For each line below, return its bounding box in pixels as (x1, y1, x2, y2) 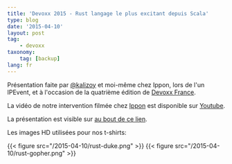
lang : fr (7, 62, 33, 69)
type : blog (7, 17, 39, 24)
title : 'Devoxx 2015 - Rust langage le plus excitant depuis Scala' (7, 10, 209, 17)
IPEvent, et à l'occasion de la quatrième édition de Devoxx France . (7, 88, 196, 96)
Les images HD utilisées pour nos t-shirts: (7, 128, 127, 136)
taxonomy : (7, 49, 36, 56)
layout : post (7, 29, 45, 37)
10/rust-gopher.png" (7, 149, 66, 157)
